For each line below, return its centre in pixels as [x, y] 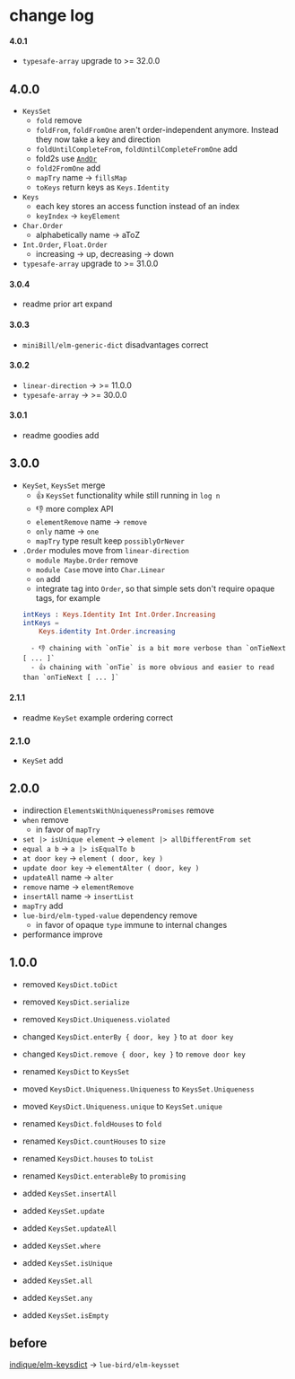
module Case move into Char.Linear [100, 569]
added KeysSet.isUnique [68, 1262]
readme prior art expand [67, 304]
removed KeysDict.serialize [76, 1002]
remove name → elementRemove [78, 887]
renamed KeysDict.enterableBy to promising [104, 1176]
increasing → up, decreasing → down [105, 254]
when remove [45, 819]
